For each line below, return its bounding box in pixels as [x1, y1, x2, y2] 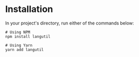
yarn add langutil [5, 47, 44, 52]
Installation [5, 3, 53, 15]
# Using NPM [5, 29, 30, 34]
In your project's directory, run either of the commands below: [5, 20, 134, 26]
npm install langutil [5, 34, 51, 39]
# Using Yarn [5, 42, 33, 48]
